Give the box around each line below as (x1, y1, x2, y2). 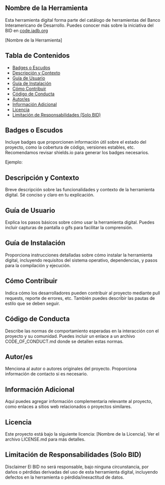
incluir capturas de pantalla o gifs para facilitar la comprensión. (5, 225, 133, 231)
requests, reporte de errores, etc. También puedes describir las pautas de (5, 295, 155, 301)
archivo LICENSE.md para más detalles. (5, 436, 86, 442)
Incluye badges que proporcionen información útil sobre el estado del (5, 139, 147, 145)
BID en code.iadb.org (5, 27, 48, 34)
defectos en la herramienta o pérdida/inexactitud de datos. (5, 474, 125, 480)
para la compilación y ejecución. (5, 262, 71, 268)
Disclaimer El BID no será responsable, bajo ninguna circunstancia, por (5, 464, 149, 470)
